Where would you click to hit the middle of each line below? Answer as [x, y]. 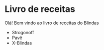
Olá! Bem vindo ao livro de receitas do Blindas [52, 23]
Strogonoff [23, 32]
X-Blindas [22, 43]
